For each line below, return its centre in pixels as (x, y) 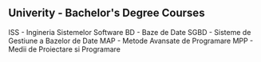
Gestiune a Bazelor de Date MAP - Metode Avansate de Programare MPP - (131, 41)
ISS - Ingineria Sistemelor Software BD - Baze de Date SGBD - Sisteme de (130, 32)
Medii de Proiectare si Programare (65, 49)
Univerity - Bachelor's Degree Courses (107, 13)
